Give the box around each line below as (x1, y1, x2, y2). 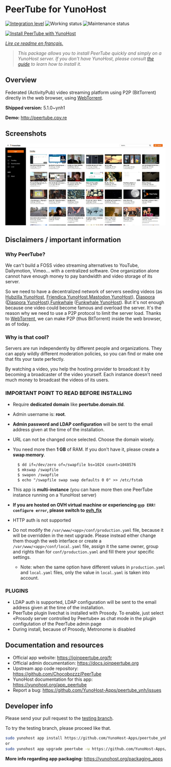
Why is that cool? (5, 333, 49, 340)
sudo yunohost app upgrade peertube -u (5, 747, 90, 752)
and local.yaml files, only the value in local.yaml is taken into (20, 569, 150, 575)
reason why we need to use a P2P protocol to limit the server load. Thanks (5, 310, 161, 316)
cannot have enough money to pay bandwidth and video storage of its (5, 273, 153, 279)
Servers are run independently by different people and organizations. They (5, 345, 162, 352)
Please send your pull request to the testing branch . (5, 715, 114, 722)
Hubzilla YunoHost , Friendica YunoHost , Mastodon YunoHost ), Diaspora (5, 293, 155, 300)
